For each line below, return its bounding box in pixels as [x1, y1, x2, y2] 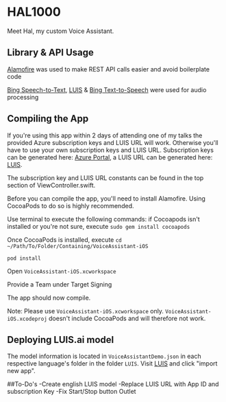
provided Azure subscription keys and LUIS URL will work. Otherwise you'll [7, 138, 219, 146]
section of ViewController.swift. [7, 181, 96, 189]
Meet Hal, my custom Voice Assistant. [7, 27, 114, 35]
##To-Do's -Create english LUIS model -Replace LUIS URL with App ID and [7, 380, 219, 388]
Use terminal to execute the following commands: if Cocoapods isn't [7, 214, 200, 223]
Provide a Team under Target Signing [7, 280, 112, 289]
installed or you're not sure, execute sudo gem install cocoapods [7, 222, 190, 230]
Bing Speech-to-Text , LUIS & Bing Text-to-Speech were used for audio [7, 85, 207, 93]
